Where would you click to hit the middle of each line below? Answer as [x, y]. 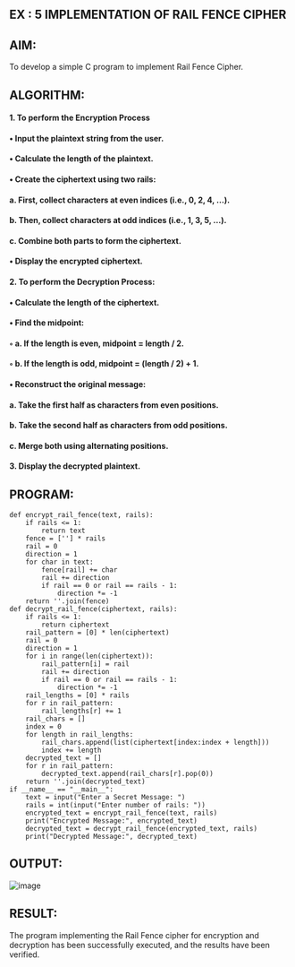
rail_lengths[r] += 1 [82, 712]
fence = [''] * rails [65, 539]
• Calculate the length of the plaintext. [81, 159]
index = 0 [44, 727]
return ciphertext [76, 625]
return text [64, 531]
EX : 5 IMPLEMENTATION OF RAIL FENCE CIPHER [148, 15]
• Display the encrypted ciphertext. [76, 261]
